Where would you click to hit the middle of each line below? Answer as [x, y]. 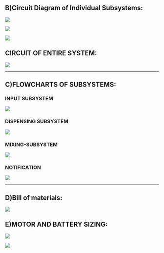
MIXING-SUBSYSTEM [31, 145]
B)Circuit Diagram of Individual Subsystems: [74, 8]
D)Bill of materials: [34, 198]
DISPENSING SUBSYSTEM [37, 122]
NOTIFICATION [23, 167]
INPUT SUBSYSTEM [29, 98]
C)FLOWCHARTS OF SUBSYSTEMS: [61, 85]
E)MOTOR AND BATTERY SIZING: [57, 224]
